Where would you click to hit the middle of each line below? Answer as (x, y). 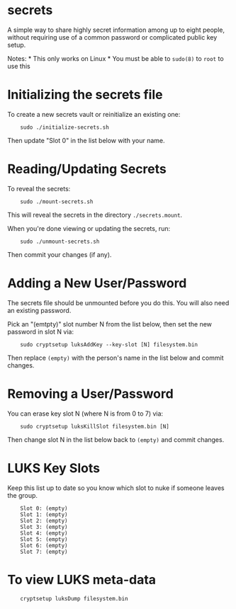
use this (19, 66)
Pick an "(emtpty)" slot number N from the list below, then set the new (110, 324)
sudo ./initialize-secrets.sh (65, 127)
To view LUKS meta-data (82, 580)
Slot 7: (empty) (44, 552)
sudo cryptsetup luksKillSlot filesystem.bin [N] (95, 426)
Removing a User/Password (90, 393)
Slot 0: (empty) (44, 508)
